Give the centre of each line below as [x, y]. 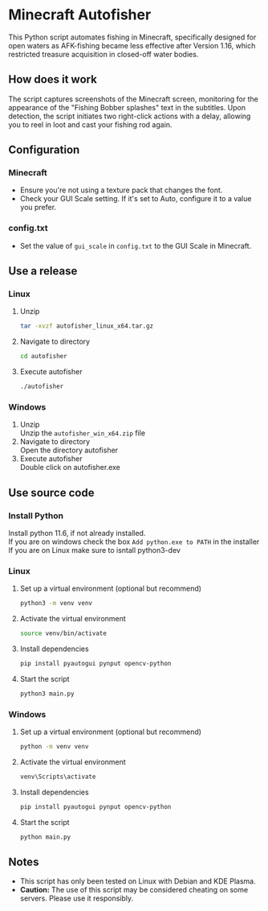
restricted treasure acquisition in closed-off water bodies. [104, 54]
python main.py [45, 837]
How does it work [53, 79]
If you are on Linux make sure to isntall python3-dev [94, 550]
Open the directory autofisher [69, 450]
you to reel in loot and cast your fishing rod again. [90, 124]
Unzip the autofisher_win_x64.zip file [83, 433]
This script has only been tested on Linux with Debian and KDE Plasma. [138, 881]
